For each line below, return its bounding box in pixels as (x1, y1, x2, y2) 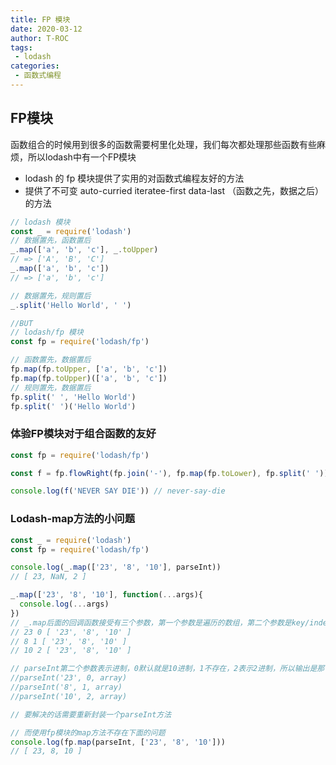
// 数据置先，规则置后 (10, 291, 92, 301)
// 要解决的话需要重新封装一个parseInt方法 (10, 709, 172, 720)
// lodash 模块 (10, 217, 71, 227)
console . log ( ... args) (19, 599, 110, 610)
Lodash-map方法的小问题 (10, 512, 135, 526)
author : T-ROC (10, 33, 70, 43)
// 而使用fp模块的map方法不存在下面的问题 (10, 727, 166, 738)
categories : (10, 61, 60, 71)
